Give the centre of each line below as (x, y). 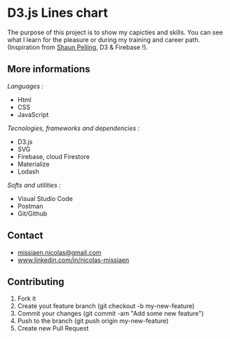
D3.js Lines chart (58, 13)
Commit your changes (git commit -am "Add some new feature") (110, 314)
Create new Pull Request (53, 328)
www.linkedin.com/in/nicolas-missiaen (73, 260)
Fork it (27, 298)
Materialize (34, 164)
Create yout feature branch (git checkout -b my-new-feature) (106, 306)
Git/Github (32, 213)
